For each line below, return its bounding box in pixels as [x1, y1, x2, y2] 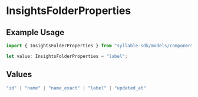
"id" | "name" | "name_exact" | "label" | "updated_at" [6, 85, 146, 91]
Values [6, 70, 32, 79]
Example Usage [6, 27, 65, 37]
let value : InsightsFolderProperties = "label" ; [6, 53, 128, 59]
